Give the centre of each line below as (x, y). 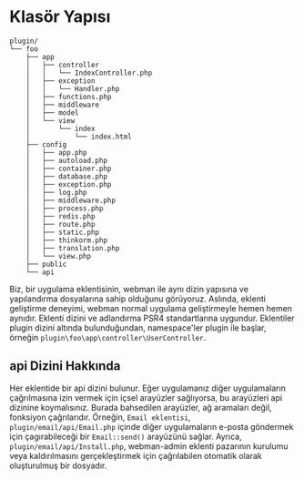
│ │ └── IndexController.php (89, 73)
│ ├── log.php (57, 192)
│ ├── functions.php (69, 97)
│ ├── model (52, 112)
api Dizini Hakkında (65, 366)
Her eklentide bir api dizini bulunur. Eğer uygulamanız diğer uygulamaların (148, 388)
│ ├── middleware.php (71, 200)
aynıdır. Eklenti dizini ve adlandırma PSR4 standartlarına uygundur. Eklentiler (152, 318)
